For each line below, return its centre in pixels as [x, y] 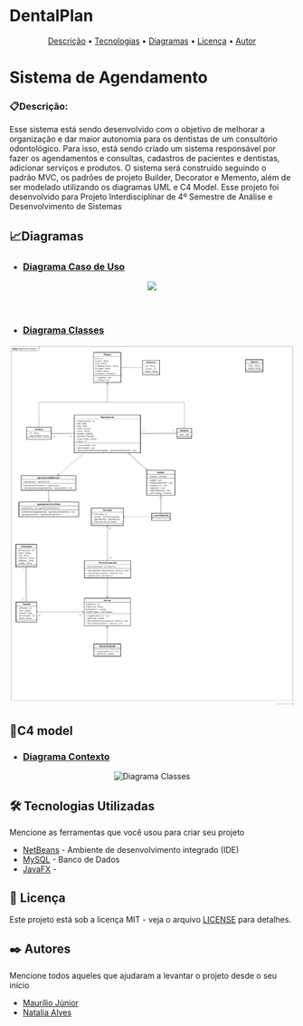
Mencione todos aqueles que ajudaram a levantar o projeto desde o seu [143, 975]
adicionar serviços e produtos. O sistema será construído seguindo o [138, 168]
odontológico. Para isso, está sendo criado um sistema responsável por [142, 149]
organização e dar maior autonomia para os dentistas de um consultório [144, 139]
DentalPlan [51, 16]
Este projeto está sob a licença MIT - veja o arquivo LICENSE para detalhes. [151, 920]
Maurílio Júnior [51, 1002]
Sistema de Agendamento [109, 77]
